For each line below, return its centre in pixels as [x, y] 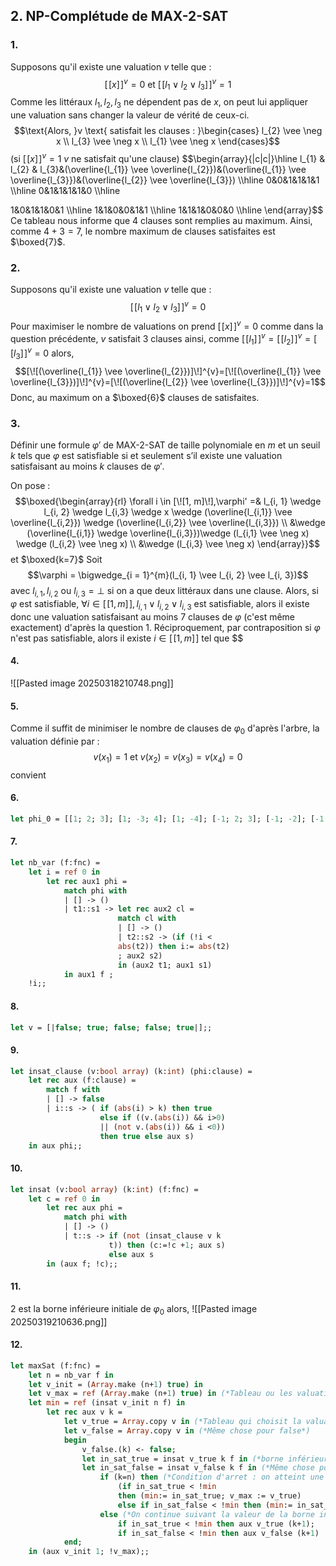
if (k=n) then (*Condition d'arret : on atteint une [212, 1477]
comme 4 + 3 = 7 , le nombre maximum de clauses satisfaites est [143, 231]
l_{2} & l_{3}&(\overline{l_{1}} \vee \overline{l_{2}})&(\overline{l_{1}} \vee [158, 169]
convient [28, 775]
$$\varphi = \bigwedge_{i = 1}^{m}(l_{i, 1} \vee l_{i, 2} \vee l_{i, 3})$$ [168, 575]
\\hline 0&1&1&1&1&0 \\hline [65, 190]
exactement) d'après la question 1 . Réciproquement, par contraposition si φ [165, 627]
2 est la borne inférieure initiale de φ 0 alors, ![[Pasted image [134, 1309]
